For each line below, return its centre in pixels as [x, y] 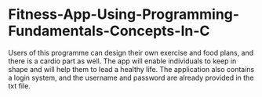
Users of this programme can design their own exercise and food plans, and [131, 52]
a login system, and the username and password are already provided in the [131, 77]
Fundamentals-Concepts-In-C [109, 31]
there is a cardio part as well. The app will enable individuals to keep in [122, 61]
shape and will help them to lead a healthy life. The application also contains [131, 69]
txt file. [20, 86]
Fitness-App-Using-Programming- [124, 14]
